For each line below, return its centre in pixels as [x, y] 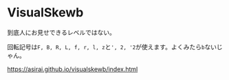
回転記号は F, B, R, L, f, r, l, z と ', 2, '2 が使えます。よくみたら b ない [112, 46]
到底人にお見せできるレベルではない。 [61, 32]
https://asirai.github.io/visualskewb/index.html [73, 69]
